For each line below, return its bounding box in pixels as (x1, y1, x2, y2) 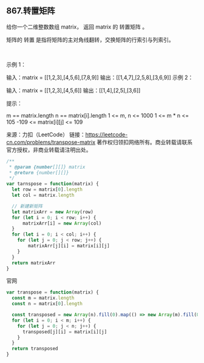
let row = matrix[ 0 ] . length (12, 186, 83, 193)
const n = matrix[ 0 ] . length (12, 301, 83, 307)
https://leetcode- (85, 130, 128, 138)
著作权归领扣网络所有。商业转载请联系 (97, 138, 193, 146)
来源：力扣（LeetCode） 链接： (6, 130, 86, 138)
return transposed (12, 346, 59, 352)
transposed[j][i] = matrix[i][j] (22, 328, 107, 335)
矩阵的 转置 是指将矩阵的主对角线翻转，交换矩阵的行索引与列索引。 (6, 36, 174, 43)
